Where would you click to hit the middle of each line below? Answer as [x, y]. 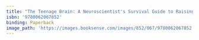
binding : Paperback [30, 22]
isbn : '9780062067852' [34, 17]
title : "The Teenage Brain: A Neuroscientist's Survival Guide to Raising [100, 11]
